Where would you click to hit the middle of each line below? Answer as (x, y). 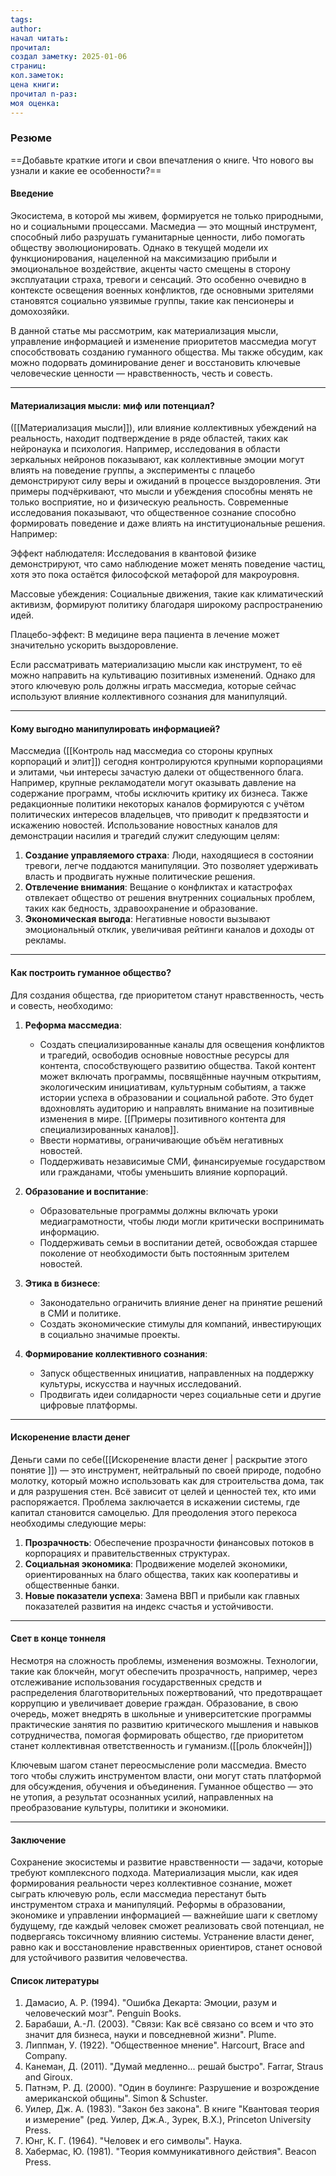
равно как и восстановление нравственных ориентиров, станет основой (166, 1947)
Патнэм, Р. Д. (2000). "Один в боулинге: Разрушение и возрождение (172, 2088)
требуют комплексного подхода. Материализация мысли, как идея (154, 1873)
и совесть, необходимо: (62, 1005)
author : (26, 29)
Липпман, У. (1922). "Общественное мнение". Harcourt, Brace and (164, 2045)
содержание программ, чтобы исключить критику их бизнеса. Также (159, 793)
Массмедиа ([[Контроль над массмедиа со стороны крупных (141, 751)
